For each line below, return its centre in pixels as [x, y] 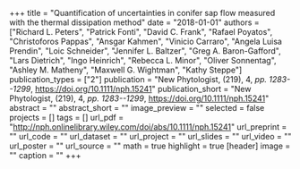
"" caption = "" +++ [46, 155]
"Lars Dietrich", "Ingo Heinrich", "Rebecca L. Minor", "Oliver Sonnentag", [143, 60]
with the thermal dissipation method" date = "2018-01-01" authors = [134, 22]
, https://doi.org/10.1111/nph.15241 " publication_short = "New [141, 89]
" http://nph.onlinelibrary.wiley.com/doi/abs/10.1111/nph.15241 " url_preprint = [148, 127]
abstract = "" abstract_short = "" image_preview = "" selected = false [137, 108]
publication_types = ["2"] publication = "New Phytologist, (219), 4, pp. [138, 79]
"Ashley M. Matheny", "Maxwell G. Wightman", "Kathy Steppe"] [126, 70]
